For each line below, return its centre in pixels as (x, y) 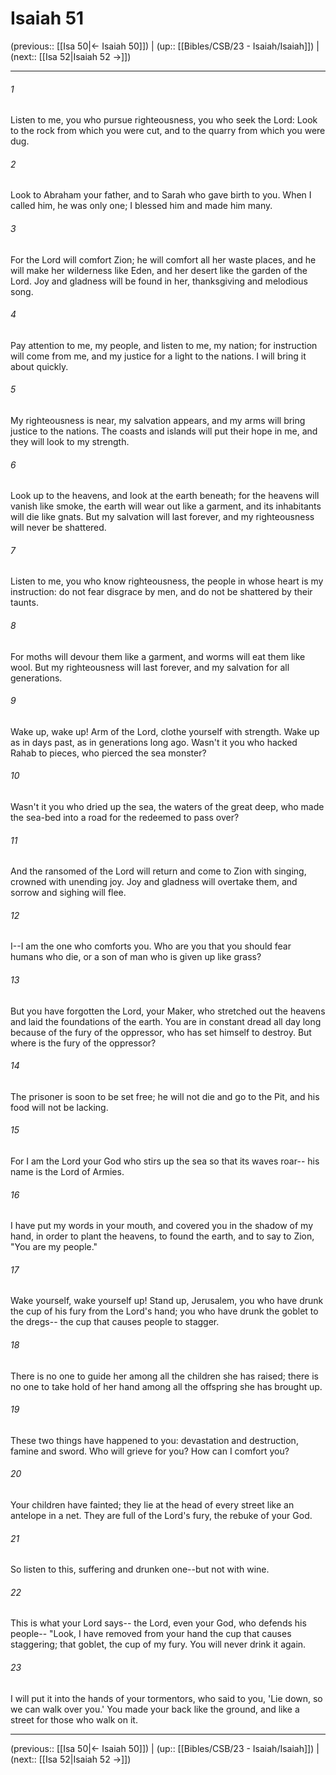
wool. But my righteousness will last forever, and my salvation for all (150, 667)
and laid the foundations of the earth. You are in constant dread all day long (166, 1021)
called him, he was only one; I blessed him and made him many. (141, 206)
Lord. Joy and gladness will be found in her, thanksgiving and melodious (159, 281)
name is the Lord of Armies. (67, 1171)
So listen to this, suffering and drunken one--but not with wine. (140, 1569)
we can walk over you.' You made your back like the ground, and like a (155, 1709)
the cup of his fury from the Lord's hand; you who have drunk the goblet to (164, 1311)
